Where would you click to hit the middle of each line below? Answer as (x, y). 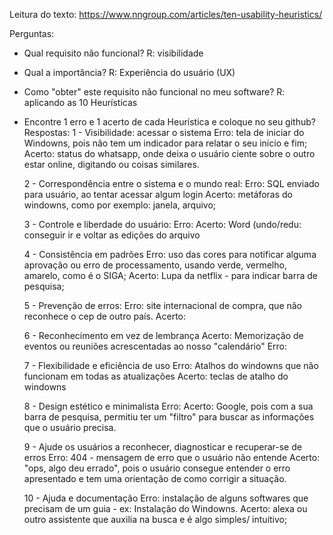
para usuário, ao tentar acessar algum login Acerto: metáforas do (158, 194)
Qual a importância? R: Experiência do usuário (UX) (129, 72)
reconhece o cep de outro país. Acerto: (104, 316)
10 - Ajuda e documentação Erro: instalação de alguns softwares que (166, 498)
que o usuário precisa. (70, 427)
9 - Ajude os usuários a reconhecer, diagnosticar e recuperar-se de (162, 447)
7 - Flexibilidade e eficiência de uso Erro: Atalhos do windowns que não (171, 365)
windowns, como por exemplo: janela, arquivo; (120, 205)
